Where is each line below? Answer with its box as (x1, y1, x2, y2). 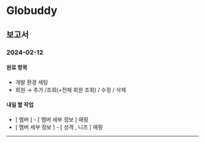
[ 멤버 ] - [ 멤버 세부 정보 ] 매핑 (15, 116, 88, 123)
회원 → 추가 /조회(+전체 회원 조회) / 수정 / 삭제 (15, 86, 126, 93)
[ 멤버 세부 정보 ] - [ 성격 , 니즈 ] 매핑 (15, 123, 103, 131)
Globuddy (6, 4, 58, 18)
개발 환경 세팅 (15, 78, 48, 86)
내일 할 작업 (6, 101, 34, 108)
